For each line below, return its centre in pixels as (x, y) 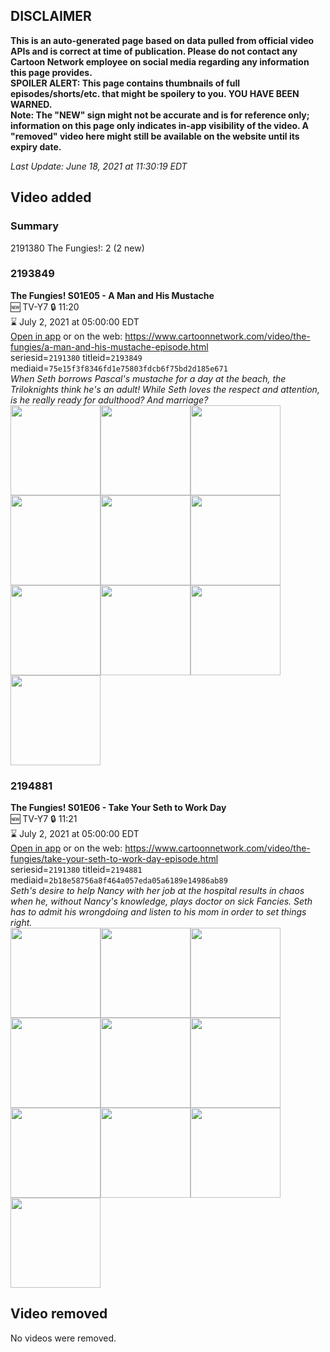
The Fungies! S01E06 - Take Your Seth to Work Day (118, 808)
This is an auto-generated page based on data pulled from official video (162, 40)
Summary (35, 226)
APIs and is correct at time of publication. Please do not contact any (154, 51)
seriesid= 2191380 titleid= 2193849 (76, 357)
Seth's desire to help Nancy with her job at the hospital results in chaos (157, 891)
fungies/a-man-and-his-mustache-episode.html (109, 346)
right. (21, 923)
